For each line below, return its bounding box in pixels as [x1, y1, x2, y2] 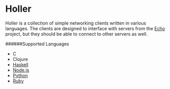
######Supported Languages [5, 40, 69, 47]
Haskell [12, 61, 29, 68]
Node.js [12, 67, 30, 73]
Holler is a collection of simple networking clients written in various [5, 20, 147, 26]
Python [12, 72, 28, 78]
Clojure [12, 56, 28, 62]
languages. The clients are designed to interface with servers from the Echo [5, 25, 165, 31]
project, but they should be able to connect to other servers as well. [5, 31, 148, 37]
